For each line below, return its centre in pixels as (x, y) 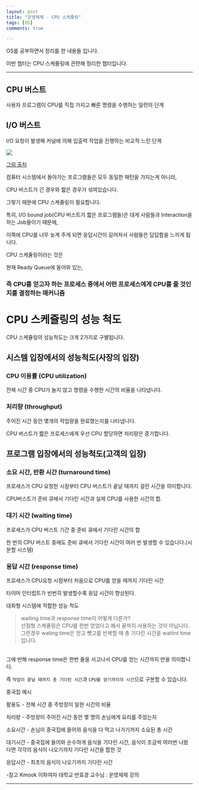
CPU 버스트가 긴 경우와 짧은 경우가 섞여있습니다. (62, 190)
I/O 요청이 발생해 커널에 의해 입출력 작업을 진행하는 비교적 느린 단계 (84, 140)
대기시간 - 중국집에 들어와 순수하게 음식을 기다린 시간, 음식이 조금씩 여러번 (92, 742)
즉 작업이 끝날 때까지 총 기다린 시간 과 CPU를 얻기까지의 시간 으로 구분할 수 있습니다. (97, 679)
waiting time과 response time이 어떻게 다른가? (76, 618)
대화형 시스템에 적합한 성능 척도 (43, 606)
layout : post (22, 12)
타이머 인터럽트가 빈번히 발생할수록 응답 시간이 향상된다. (71, 593)
